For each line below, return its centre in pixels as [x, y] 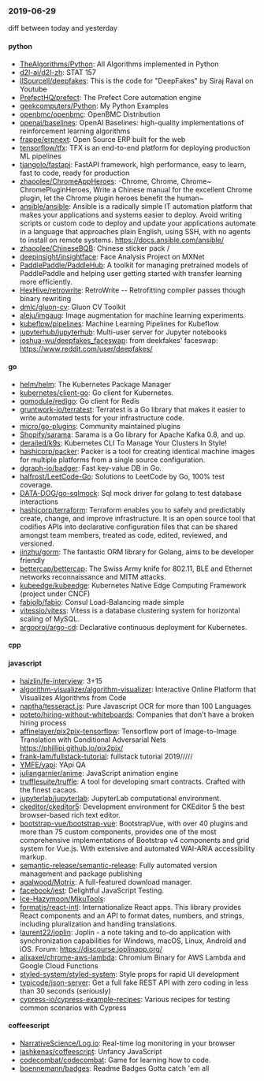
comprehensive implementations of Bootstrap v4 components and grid [134, 840]
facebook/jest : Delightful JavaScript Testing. [91, 890]
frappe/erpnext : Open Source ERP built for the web [102, 139]
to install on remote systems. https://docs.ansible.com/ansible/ [122, 240]
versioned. [37, 543]
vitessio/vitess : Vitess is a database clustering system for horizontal [130, 610]
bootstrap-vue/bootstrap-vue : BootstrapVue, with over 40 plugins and [134, 823]
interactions [39, 501]
